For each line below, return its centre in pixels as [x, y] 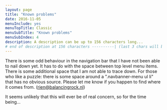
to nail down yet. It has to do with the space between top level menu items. [82, 66]
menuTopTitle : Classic [29, 28]
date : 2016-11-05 [23, 19]
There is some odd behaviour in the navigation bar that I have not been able [83, 60]
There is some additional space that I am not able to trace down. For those [81, 71]
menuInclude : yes [23, 24]
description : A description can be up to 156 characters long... [74, 42]
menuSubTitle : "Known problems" [39, 33]
